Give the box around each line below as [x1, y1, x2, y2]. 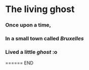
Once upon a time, [5, 22, 52, 29]
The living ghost [5, 4, 75, 15]
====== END [5, 60, 34, 66]
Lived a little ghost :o [5, 48, 58, 55]
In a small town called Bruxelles [5, 35, 84, 42]
